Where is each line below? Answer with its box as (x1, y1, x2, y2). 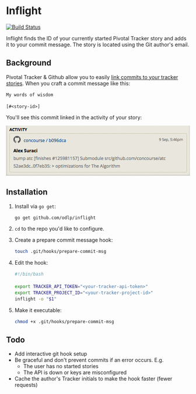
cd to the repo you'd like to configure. (14, 225, 105, 232)
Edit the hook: (14, 259, 48, 266)
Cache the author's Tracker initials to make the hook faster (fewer (14, 375, 173, 382)
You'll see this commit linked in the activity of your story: (6, 114, 142, 121)
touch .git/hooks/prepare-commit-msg (14, 249, 107, 255)
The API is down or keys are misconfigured (23, 369, 127, 376)
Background (6, 58, 51, 68)
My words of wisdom (6, 92, 54, 98)
